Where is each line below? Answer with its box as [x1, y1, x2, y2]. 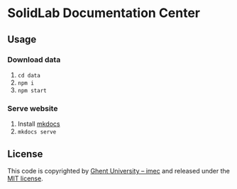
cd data [17, 72, 40, 79]
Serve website [7, 103, 58, 113]
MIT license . [7, 174, 44, 183]
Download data [7, 55, 61, 65]
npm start [17, 87, 48, 94]
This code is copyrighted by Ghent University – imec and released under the [7, 166, 231, 175]
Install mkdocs [17, 119, 60, 129]
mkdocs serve [17, 129, 57, 136]
